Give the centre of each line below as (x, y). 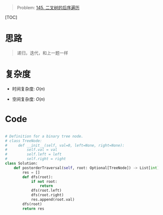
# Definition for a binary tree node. (44, 136)
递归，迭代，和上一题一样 (42, 53)
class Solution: (21, 163)
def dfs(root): (38, 177)
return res (33, 209)
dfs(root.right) (47, 195)
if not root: (44, 181)
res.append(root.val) (53, 200)
